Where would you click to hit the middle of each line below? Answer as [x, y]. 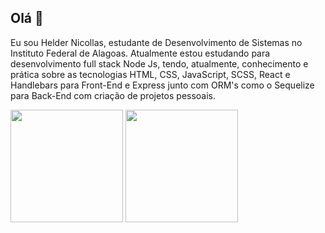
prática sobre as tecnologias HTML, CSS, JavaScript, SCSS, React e [150, 74]
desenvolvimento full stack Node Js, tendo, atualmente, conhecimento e [159, 63]
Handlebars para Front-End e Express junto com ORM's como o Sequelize [162, 85]
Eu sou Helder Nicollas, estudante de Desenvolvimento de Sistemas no [156, 42]
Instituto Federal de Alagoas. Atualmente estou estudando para [140, 53]
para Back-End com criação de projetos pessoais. [113, 95]
